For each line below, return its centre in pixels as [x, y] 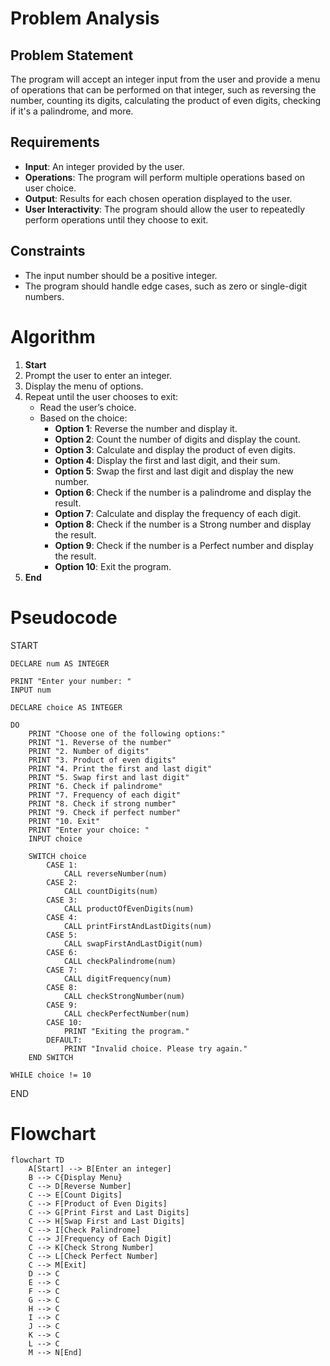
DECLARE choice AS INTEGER [66, 707]
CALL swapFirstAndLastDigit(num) [133, 943]
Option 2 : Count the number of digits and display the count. [177, 439]
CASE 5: [62, 935]
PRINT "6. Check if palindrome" [95, 786]
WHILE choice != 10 [51, 1075]
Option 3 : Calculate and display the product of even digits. [175, 449]
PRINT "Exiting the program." [126, 1031]
